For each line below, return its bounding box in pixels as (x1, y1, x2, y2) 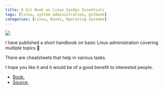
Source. (12, 79, 29, 85)
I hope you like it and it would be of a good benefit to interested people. (5, 64, 153, 70)
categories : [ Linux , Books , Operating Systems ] (5, 16, 107, 21)
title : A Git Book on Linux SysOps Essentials (5, 7, 105, 12)
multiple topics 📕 (5, 45, 40, 51)
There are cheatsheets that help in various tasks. (5, 54, 107, 60)
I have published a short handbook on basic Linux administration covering (5, 39, 158, 45)
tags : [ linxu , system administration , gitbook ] (5, 12, 107, 17)
